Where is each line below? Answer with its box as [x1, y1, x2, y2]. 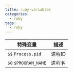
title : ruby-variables [5, 7, 51, 12]
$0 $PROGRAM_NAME [7, 60, 47, 66]
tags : [5, 20, 16, 26]
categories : [5, 12, 29, 16]
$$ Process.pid [7, 51, 41, 57]
